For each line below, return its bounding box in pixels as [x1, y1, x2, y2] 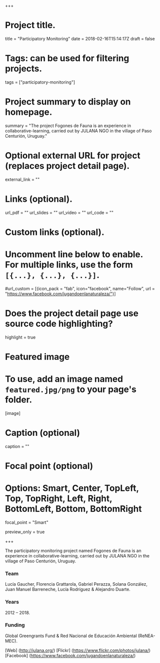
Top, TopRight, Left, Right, [5, 493, 113, 504]
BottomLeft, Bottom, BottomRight [5, 503, 142, 515]
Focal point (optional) [5, 461, 93, 471]
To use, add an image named [5, 374, 123, 385]
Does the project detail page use [5, 308, 139, 319]
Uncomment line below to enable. [5, 249, 143, 260]
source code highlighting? [5, 318, 113, 329]
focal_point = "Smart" [5, 519, 49, 525]
